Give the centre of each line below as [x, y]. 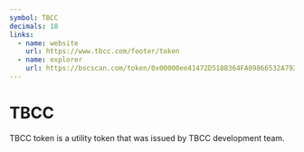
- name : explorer [50, 60]
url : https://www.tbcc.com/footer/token [103, 52]
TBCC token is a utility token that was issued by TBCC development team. [147, 138]
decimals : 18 [34, 26]
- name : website [48, 43]
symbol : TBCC [34, 18]
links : [22, 34]
